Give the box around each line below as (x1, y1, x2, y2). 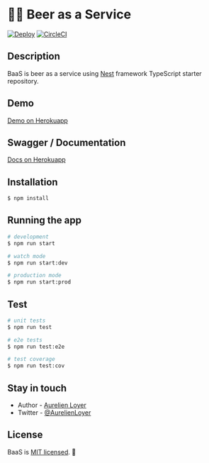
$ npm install (7, 195, 50, 202)
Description (7, 50, 60, 62)
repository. (7, 77, 39, 85)
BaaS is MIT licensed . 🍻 (7, 447, 77, 456)
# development (7, 233, 50, 240)
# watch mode (7, 252, 46, 260)
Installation (7, 176, 58, 188)
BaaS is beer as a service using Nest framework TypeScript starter (7, 69, 202, 77)
